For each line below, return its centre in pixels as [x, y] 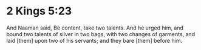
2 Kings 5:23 [39, 11]
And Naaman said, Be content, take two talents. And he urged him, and [95, 28]
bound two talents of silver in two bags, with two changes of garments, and [101, 34]
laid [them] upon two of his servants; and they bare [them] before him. [94, 40]
